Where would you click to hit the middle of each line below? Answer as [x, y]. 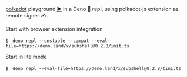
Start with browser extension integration [54, 29]
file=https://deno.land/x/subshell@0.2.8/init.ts [68, 46]
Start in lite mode [26, 57]
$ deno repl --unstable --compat [47, 41]
